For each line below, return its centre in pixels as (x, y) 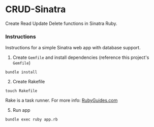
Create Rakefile (29, 82)
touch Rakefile (21, 91)
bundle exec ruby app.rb (32, 120)
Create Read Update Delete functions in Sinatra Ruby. (61, 23)
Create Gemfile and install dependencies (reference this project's (81, 57)
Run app (21, 110)
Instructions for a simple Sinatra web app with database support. (73, 48)
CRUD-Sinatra (36, 9)
